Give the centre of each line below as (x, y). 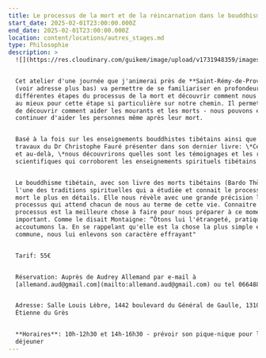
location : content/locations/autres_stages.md (86, 38)
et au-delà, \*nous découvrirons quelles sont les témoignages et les (134, 154)
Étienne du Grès (42, 313)
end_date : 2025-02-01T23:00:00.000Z (68, 30)
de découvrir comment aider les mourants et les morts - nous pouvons (134, 111)
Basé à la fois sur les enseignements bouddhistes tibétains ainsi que (136, 140)
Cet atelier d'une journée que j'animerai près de (101, 81)
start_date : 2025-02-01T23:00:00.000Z (72, 23)
